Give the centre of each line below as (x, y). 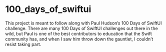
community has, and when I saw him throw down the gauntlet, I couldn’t (79, 39)
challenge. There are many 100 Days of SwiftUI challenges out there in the (82, 28)
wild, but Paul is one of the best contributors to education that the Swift (79, 33)
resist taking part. (23, 44)
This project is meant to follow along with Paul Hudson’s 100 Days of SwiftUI (83, 23)
